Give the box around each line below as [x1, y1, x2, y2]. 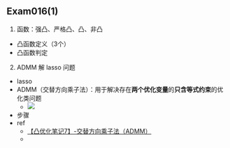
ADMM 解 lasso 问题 [16, 63, 76, 72]
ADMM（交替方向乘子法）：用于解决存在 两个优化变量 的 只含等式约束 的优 [16, 85, 224, 93]
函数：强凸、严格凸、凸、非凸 [16, 24, 103, 33]
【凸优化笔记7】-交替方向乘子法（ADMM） [27, 126, 152, 135]
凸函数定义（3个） [16, 40, 71, 48]
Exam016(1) [6, 6, 59, 17]
